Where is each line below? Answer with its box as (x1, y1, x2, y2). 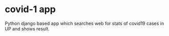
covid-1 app (5, 4, 56, 15)
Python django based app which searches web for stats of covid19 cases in (5, 20, 164, 26)
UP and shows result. (5, 25, 50, 31)
